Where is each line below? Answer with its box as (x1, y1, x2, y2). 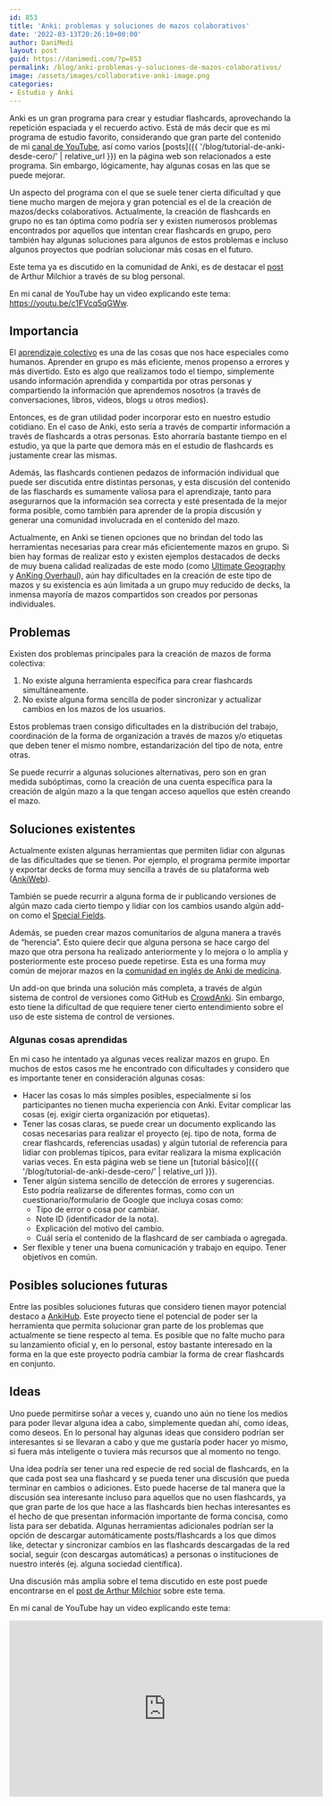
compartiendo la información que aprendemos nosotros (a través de (9, 386, 261, 396)
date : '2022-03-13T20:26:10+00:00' (9, 30, 142, 38)
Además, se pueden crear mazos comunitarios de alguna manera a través (9, 927, 282, 937)
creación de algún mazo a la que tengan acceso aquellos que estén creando (9, 786, 291, 797)
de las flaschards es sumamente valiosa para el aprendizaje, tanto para (9, 487, 272, 497)
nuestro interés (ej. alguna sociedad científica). (9, 1558, 183, 1569)
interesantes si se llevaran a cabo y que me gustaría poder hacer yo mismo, (9, 1437, 289, 1447)
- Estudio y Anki (9, 88, 74, 97)
